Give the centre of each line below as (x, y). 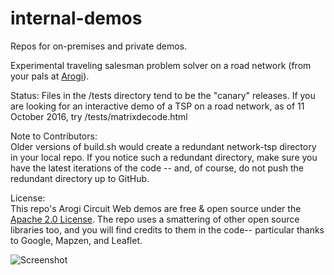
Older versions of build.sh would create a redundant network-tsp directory (163, 146)
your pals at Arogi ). (50, 76)
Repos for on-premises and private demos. (99, 46)
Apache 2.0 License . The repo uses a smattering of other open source (155, 219)
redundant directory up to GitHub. (80, 178)
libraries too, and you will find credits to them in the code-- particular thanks (167, 229)
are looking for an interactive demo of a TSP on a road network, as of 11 (157, 106)
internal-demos (76, 18)
